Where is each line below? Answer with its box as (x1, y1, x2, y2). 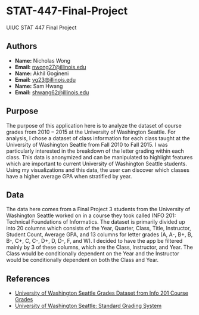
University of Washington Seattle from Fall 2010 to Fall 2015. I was (6, 141, 168, 148)
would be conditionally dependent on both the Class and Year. (6, 257, 159, 264)
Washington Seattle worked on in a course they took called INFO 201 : (6, 212, 176, 219)
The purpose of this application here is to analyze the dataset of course (6, 122, 182, 129)
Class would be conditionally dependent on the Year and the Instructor (6, 250, 180, 257)
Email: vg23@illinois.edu (14, 76, 76, 83)
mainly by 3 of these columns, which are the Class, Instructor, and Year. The (6, 243, 194, 251)
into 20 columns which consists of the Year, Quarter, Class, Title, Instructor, (6, 225, 191, 232)
